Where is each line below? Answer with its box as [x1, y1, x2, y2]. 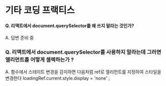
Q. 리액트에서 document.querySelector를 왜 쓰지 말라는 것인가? [5, 22, 134, 28]
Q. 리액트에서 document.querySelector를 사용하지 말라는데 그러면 [5, 49, 161, 56]
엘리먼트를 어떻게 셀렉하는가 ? [5, 56, 74, 63]
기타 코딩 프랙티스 [5, 5, 75, 16]
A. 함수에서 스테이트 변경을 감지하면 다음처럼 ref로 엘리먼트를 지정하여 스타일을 [5, 69, 161, 75]
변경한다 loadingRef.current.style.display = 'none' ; [5, 75, 110, 81]
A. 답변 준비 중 [5, 35, 34, 41]
